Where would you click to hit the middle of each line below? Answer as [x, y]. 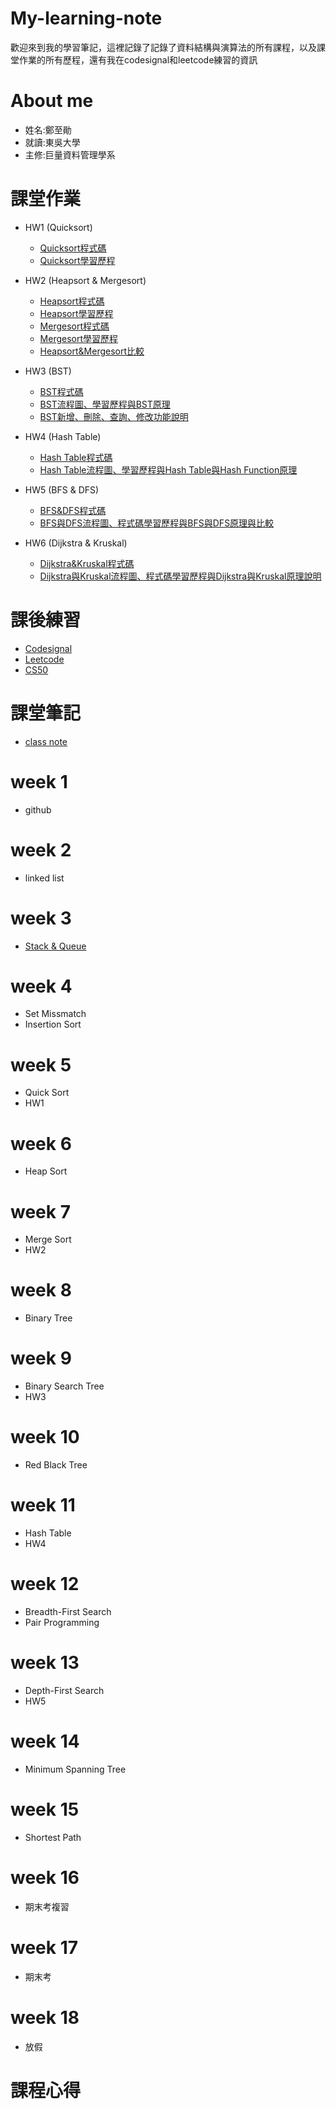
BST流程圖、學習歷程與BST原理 [105, 404]
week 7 [40, 1211]
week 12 [45, 1584]
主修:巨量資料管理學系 [70, 154]
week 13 [45, 1663]
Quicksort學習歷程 [77, 260]
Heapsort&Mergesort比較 [92, 351]
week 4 [41, 986]
